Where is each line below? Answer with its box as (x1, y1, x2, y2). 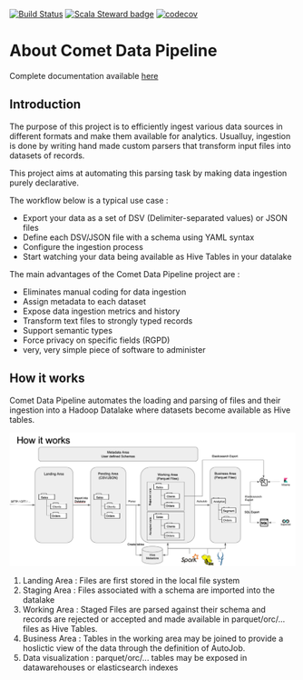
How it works (9, 371, 85, 386)
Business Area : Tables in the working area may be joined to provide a (22, 633, 284, 645)
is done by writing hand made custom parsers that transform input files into (9, 140, 292, 151)
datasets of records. (9, 150, 85, 161)
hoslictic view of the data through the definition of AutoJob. (22, 643, 246, 654)
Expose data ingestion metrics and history (22, 305, 181, 316)
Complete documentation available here (9, 70, 159, 81)
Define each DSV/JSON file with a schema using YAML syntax (22, 232, 255, 243)
